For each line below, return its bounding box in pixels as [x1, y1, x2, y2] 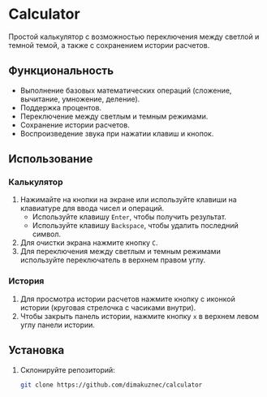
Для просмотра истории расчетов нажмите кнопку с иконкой [19, 294, 235, 304]
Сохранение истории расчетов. [19, 119, 130, 130]
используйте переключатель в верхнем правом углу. [19, 255, 206, 265]
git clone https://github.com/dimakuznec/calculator [19, 381, 203, 389]
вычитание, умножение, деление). [19, 94, 140, 104]
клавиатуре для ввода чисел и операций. [19, 204, 165, 214]
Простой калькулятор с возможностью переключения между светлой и [8, 32, 260, 41]
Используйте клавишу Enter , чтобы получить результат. [32, 212, 227, 222]
